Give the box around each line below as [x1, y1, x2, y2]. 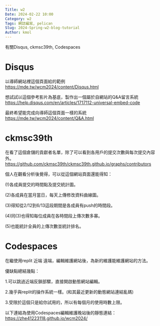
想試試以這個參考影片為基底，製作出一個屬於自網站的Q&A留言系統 [5, 94, 138, 100]
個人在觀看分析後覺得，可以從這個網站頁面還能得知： [5, 171, 113, 177]
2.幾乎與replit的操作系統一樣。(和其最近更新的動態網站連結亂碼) [5, 289, 134, 295]
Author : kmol [5, 30, 32, 35]
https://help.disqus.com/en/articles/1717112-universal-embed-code [5, 99, 140, 106]
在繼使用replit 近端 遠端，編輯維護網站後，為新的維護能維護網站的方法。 [5, 257, 151, 263]
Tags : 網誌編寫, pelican [5, 21, 53, 26]
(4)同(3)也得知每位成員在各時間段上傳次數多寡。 [5, 213, 103, 218]
